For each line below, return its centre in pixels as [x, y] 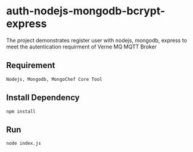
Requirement [31, 66]
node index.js [24, 144]
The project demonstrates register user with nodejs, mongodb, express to [97, 40]
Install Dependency [43, 98]
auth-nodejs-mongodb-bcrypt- [86, 11]
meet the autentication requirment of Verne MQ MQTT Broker [81, 47]
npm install [21, 111]
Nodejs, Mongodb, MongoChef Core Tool [54, 79]
